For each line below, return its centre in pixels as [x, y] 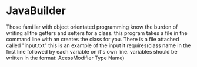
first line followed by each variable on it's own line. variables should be [92, 51]
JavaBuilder [36, 11]
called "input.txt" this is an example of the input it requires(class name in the [98, 45]
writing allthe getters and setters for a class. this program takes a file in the [97, 33]
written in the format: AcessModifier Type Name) [65, 58]
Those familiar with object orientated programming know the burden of [92, 27]
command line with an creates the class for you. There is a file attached [93, 39]
